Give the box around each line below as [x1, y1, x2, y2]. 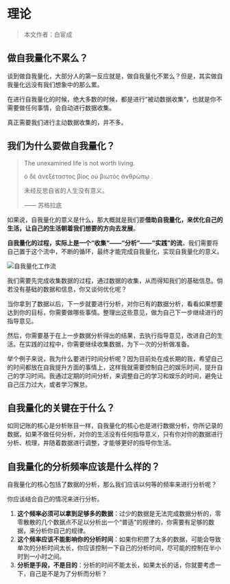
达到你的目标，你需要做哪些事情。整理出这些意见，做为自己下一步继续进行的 [7, 308, 223, 316]
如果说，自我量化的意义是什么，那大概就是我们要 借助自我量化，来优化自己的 [7, 215, 223, 224]
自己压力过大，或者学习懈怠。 [7, 380, 91, 388]
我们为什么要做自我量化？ [7, 140, 115, 152]
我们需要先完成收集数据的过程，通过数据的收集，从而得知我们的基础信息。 [7, 276, 217, 285]
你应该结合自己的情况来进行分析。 [7, 495, 103, 503]
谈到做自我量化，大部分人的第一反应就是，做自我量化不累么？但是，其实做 [7, 71, 217, 80]
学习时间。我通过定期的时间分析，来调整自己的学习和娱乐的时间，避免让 [18, 371, 223, 379]
